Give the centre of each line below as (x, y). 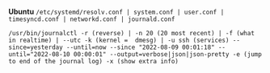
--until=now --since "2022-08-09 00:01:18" (141, 47)
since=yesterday (36, 47)
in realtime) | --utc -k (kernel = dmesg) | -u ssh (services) (119, 40)
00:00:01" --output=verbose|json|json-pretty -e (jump (168, 55)
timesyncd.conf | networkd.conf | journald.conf (92, 19)
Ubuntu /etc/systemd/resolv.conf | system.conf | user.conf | (116, 12)
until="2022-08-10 (39, 55)
